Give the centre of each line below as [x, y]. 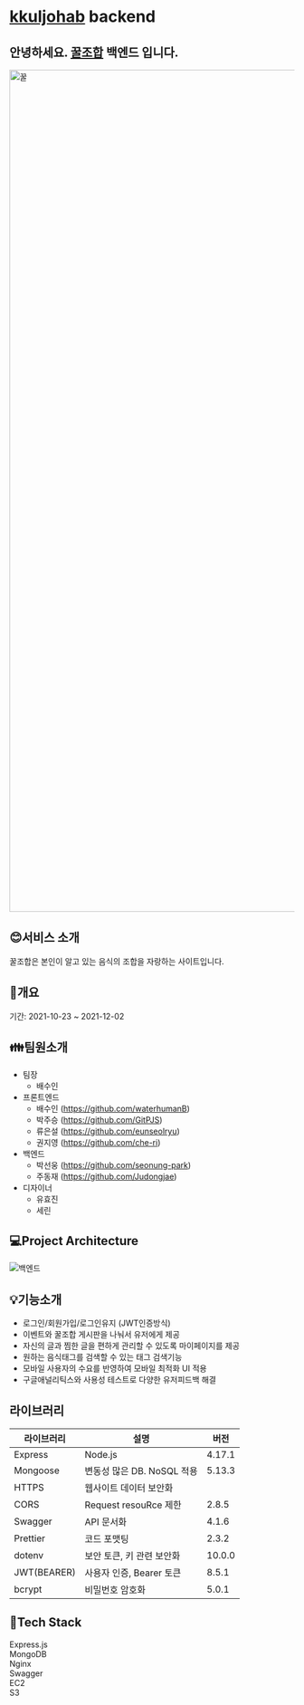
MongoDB [28, 1653]
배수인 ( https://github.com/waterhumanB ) [113, 1109]
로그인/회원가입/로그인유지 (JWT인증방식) [96, 1323]
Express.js [28, 1644]
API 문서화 [106, 1521]
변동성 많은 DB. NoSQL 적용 [141, 1470]
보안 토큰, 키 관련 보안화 [133, 1556]
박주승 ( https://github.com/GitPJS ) [99, 1120]
